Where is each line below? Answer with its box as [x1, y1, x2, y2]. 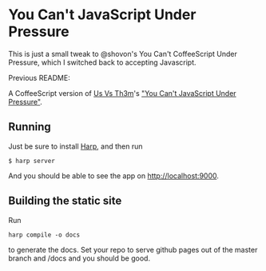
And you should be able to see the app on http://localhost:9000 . [8, 170, 220, 181]
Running [8, 120, 52, 134]
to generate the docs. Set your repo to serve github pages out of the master [8, 245, 258, 254]
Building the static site [8, 194, 122, 208]
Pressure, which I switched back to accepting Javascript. [8, 58, 197, 67]
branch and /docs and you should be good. [8, 253, 150, 263]
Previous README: [8, 73, 70, 82]
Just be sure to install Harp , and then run [8, 141, 143, 151]
